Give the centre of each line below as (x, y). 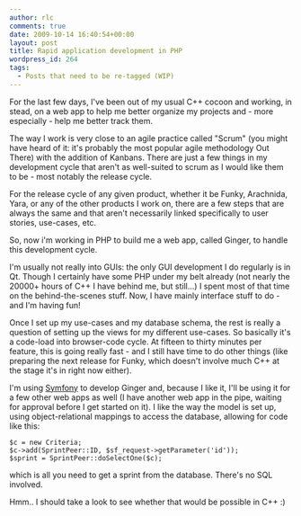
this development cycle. (53, 249)
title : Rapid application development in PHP (96, 51)
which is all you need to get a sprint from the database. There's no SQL (141, 475)
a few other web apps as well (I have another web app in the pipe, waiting (146, 397)
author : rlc (31, 18)
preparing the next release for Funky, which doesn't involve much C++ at (145, 360)
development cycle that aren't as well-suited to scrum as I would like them (146, 166)
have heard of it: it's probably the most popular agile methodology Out (139, 147)
